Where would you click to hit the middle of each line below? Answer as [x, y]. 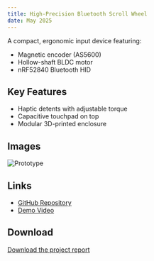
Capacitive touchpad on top [58, 116]
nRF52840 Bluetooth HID [54, 70]
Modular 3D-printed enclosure [62, 124]
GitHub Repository [45, 202]
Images [24, 146]
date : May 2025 [30, 21]
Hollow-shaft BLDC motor [55, 62]
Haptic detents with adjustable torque [72, 109]
